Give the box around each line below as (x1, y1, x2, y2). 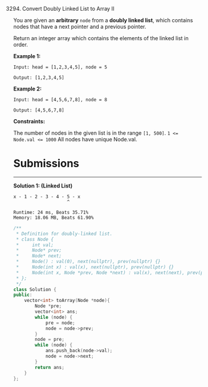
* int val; (16, 242, 54, 248)
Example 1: (13, 53, 41, 59)
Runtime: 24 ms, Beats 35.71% (13, 209, 89, 215)
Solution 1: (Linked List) (13, 182, 73, 189)
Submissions (13, 157, 79, 170)
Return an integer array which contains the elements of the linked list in (13, 35, 189, 41)
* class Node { (16, 236, 54, 242)
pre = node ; (45, 320, 75, 326)
